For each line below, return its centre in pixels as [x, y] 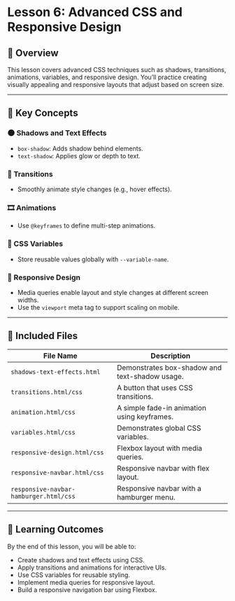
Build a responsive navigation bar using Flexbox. [87, 590]
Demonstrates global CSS [159, 428]
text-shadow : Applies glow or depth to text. [79, 156]
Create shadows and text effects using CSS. [81, 560]
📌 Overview [33, 53]
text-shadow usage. [150, 376]
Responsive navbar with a [159, 488]
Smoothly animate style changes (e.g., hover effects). [95, 189]
